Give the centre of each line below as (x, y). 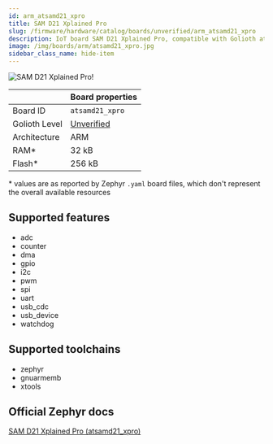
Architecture (36, 137)
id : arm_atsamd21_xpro (47, 16)
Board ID (29, 111)
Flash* (26, 163)
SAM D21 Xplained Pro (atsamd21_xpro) (75, 431)
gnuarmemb (41, 377)
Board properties (104, 97)
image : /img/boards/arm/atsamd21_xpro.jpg (81, 46)
